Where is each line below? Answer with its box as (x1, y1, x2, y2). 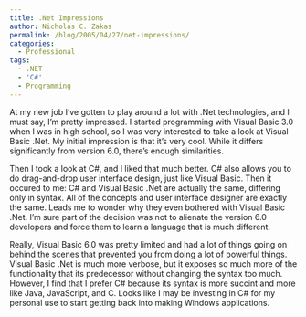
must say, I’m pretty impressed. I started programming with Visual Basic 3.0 (9, 116, 294, 127)
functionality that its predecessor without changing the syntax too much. (9, 268, 283, 279)
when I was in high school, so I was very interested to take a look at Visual (9, 125, 290, 137)
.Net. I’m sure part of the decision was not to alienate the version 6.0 (9, 211, 268, 222)
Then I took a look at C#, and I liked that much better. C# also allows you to (9, 163, 292, 174)
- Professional (17, 48, 76, 57)
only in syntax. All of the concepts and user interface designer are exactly (9, 192, 288, 203)
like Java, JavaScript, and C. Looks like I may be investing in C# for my (9, 287, 276, 298)
